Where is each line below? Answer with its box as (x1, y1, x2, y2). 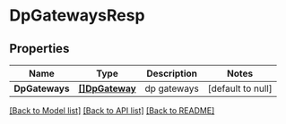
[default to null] (207, 82, 273, 95)
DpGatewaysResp (9, 5, 145, 26)
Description (146, 68, 198, 79)
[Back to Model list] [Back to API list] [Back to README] (9, 105, 215, 116)
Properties (9, 41, 70, 56)
